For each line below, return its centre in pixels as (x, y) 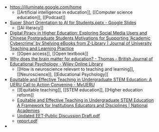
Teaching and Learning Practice (42, 48)
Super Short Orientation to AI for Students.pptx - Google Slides (73, 22)
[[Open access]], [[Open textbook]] (53, 54)
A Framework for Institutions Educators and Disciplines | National (82, 105)
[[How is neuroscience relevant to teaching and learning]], (76, 69)
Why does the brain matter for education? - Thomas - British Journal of (81, 59)
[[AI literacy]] (30, 28)
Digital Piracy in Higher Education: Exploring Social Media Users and (78, 33)
